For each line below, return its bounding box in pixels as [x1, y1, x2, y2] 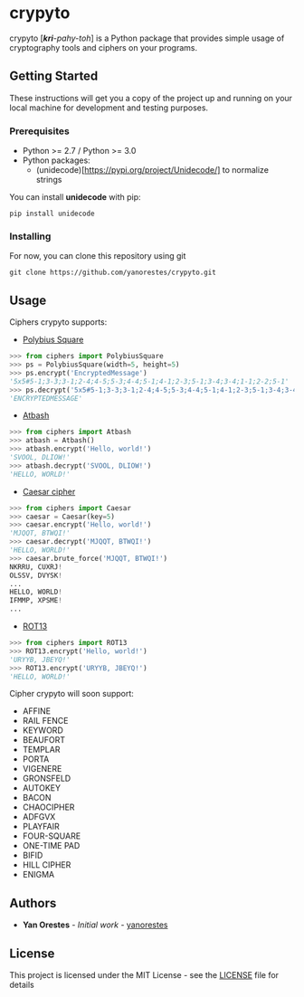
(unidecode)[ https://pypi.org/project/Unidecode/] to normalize [35, 165, 270, 176]
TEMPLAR [22, 745, 61, 755]
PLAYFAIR [22, 821, 61, 832]
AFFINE [22, 706, 52, 717]
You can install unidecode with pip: [9, 192, 142, 203]
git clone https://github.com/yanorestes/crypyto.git [9, 268, 217, 278]
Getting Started [9, 69, 99, 84]
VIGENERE [22, 764, 62, 774]
